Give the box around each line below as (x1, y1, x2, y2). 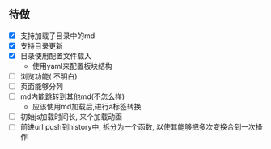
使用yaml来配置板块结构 (32, 62, 112, 70)
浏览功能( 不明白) (19, 71, 78, 81)
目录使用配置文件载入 (19, 51, 91, 61)
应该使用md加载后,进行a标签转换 (32, 102, 142, 112)
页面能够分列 (19, 82, 63, 92)
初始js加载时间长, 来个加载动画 (19, 112, 123, 121)
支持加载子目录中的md (19, 31, 95, 40)
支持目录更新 (19, 40, 63, 50)
